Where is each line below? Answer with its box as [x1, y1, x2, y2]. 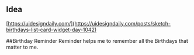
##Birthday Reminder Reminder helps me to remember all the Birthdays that [6, 37, 189, 44]
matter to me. [6, 43, 39, 50]
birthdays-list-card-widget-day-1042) [6, 26, 97, 33]
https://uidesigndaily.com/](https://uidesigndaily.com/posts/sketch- [8, 20, 171, 27]
